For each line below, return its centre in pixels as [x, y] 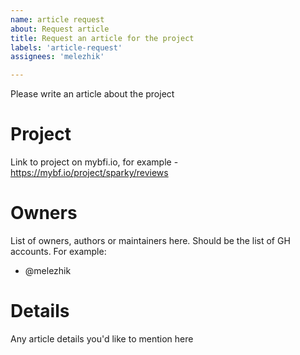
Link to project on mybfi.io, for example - [94, 162]
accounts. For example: [58, 251]
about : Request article [60, 29]
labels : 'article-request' [66, 47]
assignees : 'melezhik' [57, 57]
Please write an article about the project [92, 94]
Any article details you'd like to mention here [102, 338]
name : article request [57, 19]
